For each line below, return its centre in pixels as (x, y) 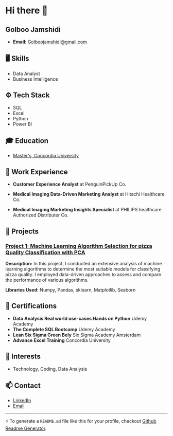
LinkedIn (22, 401)
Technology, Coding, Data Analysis (50, 369)
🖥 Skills (17, 59)
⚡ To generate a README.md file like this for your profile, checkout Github (81, 421)
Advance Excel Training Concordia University (62, 340)
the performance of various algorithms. (47, 280)
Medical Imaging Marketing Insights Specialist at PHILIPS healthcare (87, 210)
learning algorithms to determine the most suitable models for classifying (83, 269)
